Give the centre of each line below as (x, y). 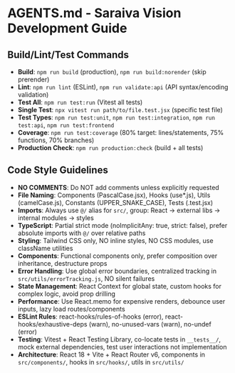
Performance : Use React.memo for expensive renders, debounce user (121, 301)
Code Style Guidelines (58, 170)
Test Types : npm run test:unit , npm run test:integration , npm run (116, 117)
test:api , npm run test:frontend (66, 125)
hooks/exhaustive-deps (52, 324)
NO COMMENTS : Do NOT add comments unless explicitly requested (118, 187)
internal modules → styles (56, 218)
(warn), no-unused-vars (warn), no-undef (150, 324)
